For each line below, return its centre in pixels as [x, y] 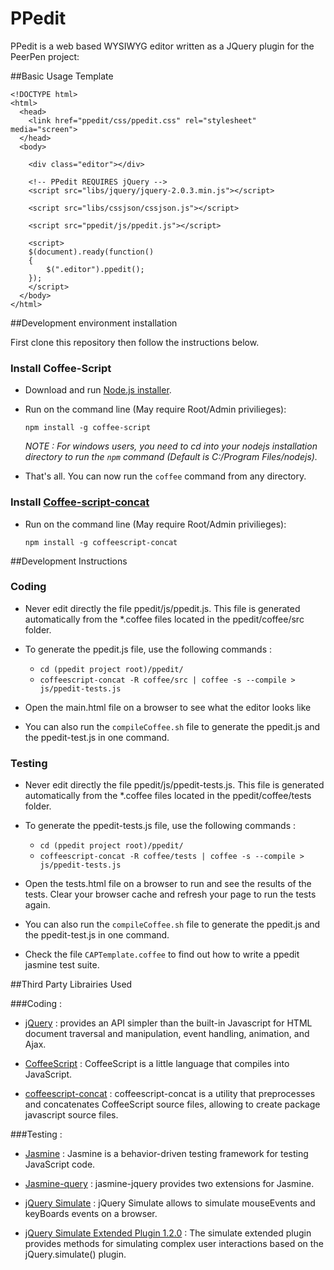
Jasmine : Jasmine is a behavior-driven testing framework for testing [166, 1154]
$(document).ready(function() [91, 252]
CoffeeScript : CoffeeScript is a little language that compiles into [157, 1064]
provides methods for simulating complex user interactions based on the [174, 1244]
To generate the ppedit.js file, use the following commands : [148, 649]
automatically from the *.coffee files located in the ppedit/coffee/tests [168, 796]
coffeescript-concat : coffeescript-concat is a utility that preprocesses [170, 1094]
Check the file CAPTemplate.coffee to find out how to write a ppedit [162, 954]
